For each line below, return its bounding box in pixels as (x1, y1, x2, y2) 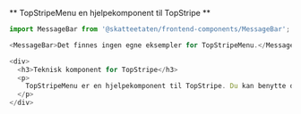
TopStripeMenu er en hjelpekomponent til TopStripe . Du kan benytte (25, 82, 287, 91)
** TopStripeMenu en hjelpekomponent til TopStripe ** (9, 8, 211, 18)
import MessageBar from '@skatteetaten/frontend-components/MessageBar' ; (9, 25, 291, 34)
